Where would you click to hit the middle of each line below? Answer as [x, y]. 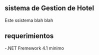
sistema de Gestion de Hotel [49, 8]
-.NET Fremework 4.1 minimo [34, 48]
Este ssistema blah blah [29, 20]
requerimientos [29, 36]
